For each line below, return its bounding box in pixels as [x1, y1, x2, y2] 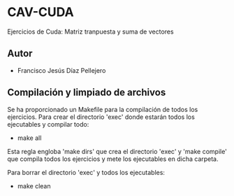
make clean [17, 181, 51, 190]
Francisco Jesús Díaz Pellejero [17, 66, 106, 74]
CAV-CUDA [7, 4, 75, 20]
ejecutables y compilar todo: [7, 120, 89, 128]
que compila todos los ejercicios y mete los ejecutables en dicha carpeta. [7, 155, 219, 163]
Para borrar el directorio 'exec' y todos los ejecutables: [7, 168, 166, 176]
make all [17, 134, 42, 142]
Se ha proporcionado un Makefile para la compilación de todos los [7, 105, 198, 113]
